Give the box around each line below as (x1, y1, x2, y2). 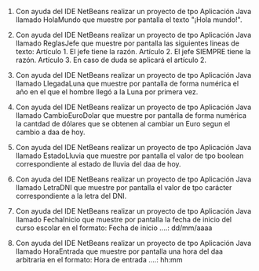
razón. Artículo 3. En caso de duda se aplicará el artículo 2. (15, 55, 206, 64)
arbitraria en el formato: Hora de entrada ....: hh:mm (15, 255, 183, 264)
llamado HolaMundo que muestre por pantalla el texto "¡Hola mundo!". (15, 15, 243, 24)
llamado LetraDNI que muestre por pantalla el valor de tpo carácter (15, 183, 232, 192)
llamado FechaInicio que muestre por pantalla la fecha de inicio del (15, 215, 232, 224)
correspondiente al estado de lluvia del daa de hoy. (15, 159, 182, 168)
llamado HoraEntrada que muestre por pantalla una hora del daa (15, 247, 224, 256)
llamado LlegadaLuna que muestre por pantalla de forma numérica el (15, 79, 239, 88)
